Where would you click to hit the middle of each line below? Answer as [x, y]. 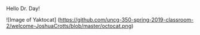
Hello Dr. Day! [23, 8]
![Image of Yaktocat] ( [33, 20]
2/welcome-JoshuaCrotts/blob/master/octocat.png [69, 26]
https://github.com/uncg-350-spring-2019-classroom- [127, 20]
